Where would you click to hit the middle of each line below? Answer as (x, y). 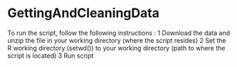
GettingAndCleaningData (84, 13)
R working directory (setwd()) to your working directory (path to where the (116, 48)
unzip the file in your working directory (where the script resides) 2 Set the (117, 40)
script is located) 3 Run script (51, 56)
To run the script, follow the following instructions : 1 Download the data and (119, 33)
